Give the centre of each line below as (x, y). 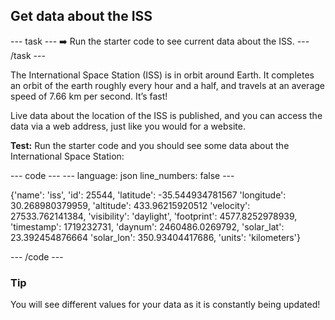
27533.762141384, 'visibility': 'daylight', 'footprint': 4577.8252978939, (154, 216)
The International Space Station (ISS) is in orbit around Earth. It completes (162, 75)
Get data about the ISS (81, 16)
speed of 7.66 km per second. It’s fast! (89, 96)
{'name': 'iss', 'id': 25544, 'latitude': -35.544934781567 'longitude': (148, 195)
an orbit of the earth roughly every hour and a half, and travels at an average (167, 85)
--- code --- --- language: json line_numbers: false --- (122, 175)
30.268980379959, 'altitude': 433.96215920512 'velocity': (130, 205)
